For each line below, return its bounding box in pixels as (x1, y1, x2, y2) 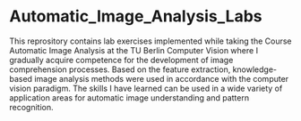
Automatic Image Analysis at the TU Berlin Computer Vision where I (9, 44, 258, 55)
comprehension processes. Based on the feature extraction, (9, 64, 231, 75)
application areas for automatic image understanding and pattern (9, 92, 249, 103)
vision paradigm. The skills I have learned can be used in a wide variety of (9, 83, 283, 93)
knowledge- (232, 64, 278, 75)
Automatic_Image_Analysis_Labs (9, 6, 262, 27)
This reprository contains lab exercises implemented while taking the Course (9, 36, 292, 46)
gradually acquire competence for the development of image (9, 54, 234, 65)
